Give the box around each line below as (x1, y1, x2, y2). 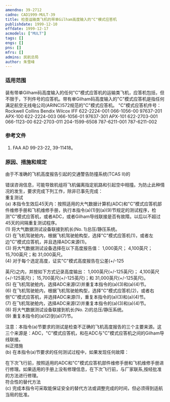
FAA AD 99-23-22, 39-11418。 (12, 144, 76, 151)
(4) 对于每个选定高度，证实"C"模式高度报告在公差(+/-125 (5, 258, 124, 264)
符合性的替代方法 (5, 379, 41, 385)
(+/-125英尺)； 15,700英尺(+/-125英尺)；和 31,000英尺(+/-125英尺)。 (5, 275, 148, 281)
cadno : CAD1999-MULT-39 (5, 12, 56, 17)
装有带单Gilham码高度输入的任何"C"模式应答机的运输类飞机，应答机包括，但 (5, 89, 164, 95)
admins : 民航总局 (5, 54, 39, 60)
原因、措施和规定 (5, 158, 47, 165)
